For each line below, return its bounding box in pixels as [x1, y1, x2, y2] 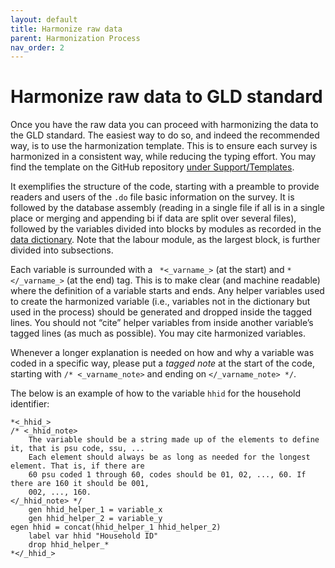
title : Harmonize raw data [10, 24, 123, 34]
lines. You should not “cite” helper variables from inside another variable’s [10, 317, 314, 329]
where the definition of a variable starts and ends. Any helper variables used [10, 285, 325, 297]
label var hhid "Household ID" [28, 531, 159, 541]
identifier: [10, 398, 50, 410]
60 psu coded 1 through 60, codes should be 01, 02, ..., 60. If [28, 470, 307, 480]
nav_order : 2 [10, 42, 65, 53]
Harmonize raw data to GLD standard [10, 86, 323, 108]
